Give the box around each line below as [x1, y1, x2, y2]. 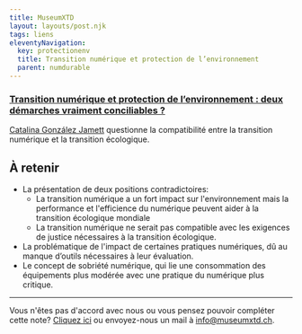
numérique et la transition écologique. [9, 134, 150, 145]
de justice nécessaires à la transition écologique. [35, 231, 218, 242]
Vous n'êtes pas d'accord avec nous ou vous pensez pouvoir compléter [9, 304, 276, 315]
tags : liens [9, 30, 54, 39]
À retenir [9, 160, 60, 175]
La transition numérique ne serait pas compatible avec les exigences [35, 222, 290, 233]
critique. [22, 279, 54, 290]
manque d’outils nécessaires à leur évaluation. [22, 250, 194, 261]
